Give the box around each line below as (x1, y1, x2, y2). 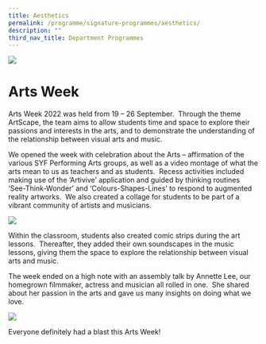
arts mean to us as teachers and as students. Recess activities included (8, 167, 245, 176)
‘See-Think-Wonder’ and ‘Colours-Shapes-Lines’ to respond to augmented (8, 184, 253, 193)
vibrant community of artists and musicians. (8, 200, 152, 211)
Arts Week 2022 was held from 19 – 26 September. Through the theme (8, 109, 241, 119)
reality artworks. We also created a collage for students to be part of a (8, 192, 240, 202)
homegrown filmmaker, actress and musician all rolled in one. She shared (8, 280, 250, 290)
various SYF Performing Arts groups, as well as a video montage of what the (8, 158, 259, 168)
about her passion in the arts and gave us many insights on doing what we (8, 288, 252, 298)
